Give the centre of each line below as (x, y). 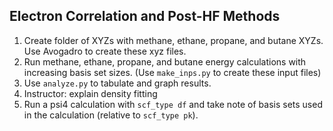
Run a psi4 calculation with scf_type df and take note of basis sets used (173, 104)
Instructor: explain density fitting (90, 93)
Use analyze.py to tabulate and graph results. (117, 83)
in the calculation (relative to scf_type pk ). (111, 115)
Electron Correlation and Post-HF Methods (145, 16)
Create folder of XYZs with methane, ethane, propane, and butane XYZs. (173, 40)
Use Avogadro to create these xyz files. (105, 51)
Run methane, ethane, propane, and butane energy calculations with (165, 61)
